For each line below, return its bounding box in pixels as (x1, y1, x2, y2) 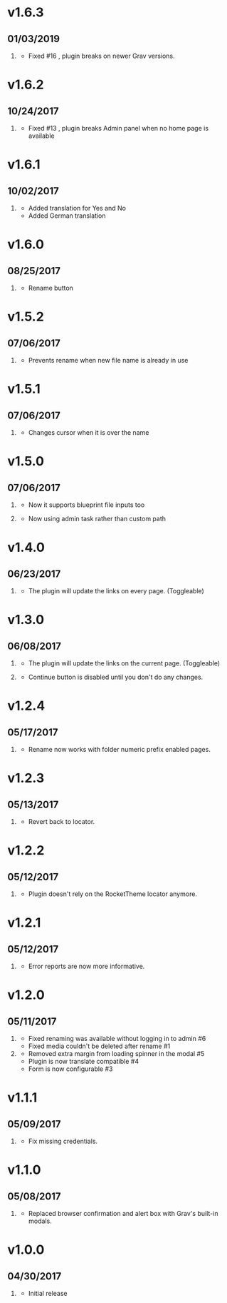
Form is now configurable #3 (28, 1065, 113, 1073)
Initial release (28, 1289, 68, 1297)
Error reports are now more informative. (28, 962, 145, 970)
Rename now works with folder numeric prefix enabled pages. (28, 745, 211, 753)
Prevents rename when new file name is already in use (28, 356, 189, 364)
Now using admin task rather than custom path (28, 515, 166, 523)
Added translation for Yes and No (28, 204, 127, 212)
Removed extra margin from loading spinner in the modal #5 (28, 1050, 205, 1057)
